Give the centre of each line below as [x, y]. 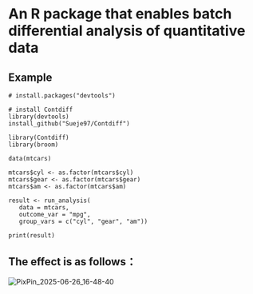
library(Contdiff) [39, 137]
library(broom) [34, 145]
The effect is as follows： [73, 262]
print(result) [32, 236]
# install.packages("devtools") [62, 96]
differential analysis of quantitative [127, 31]
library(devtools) [39, 117]
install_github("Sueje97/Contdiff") [69, 124]
